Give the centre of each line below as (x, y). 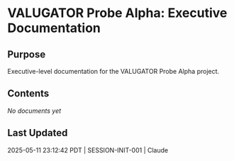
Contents (28, 94)
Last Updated (38, 133)
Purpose (27, 54)
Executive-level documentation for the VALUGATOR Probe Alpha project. (113, 71)
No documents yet (34, 111)
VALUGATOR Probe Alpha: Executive (117, 13)
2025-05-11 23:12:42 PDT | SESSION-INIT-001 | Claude (88, 150)
